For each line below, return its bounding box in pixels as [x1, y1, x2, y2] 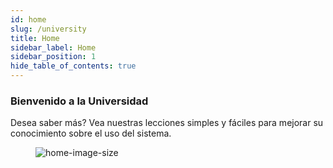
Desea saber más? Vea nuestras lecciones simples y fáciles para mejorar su [10, 117, 324, 129]
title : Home [10, 33, 60, 43]
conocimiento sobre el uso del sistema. [10, 127, 172, 140]
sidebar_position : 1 [10, 52, 97, 62]
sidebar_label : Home [10, 42, 97, 53]
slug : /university [10, 24, 87, 34]
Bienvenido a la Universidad [10, 94, 149, 108]
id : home [10, 14, 47, 25]
